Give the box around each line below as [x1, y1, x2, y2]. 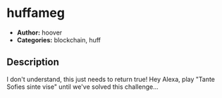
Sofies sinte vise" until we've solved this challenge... [6, 82, 159, 91]
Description [6, 56, 59, 68]
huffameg [6, 5, 65, 21]
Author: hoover [16, 28, 63, 37]
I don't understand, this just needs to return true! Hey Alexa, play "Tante [6, 75, 216, 83]
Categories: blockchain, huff [16, 35, 101, 44]
